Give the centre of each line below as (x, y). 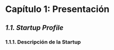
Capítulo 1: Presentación (57, 9)
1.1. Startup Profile (35, 28)
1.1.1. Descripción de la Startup (43, 42)
